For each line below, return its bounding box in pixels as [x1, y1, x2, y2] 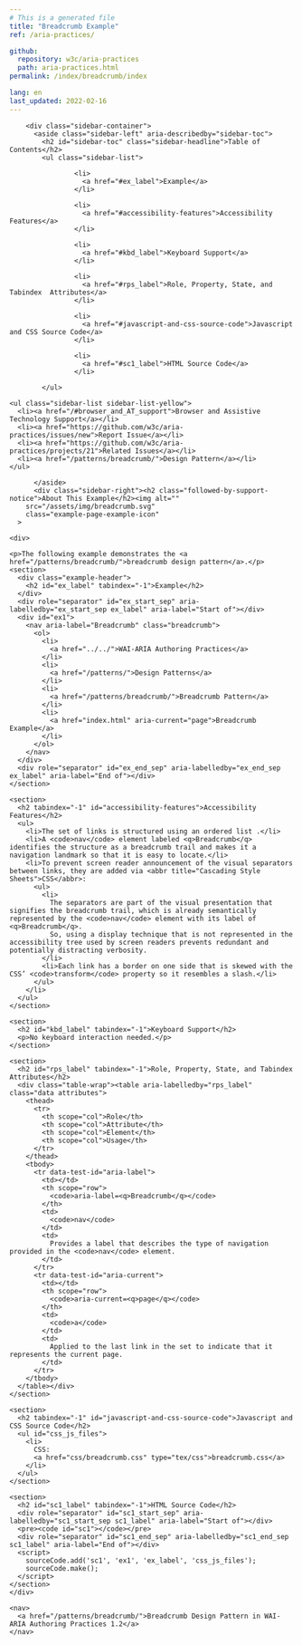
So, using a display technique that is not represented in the [49, 929, 294, 938]
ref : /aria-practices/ [9, 30, 95, 39]
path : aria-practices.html [17, 63, 119, 72]
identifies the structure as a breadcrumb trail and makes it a [9, 842, 257, 851]
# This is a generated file [9, 13, 116, 23]
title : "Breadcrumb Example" [9, 22, 119, 31]
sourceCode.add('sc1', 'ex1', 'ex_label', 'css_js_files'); [25, 1555, 257, 1565]
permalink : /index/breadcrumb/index [9, 72, 147, 82]
